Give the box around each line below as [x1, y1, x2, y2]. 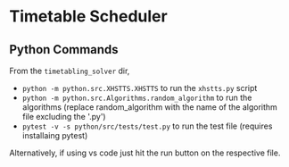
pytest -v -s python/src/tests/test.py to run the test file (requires [21, 121, 273, 131]
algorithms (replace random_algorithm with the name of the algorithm [21, 102, 278, 113]
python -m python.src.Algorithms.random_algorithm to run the [21, 92, 252, 103]
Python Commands [9, 42, 119, 57]
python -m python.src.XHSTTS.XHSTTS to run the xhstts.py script [21, 83, 258, 93]
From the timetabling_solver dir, [9, 65, 130, 76]
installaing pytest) [21, 130, 88, 140]
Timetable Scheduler [9, 6, 168, 27]
